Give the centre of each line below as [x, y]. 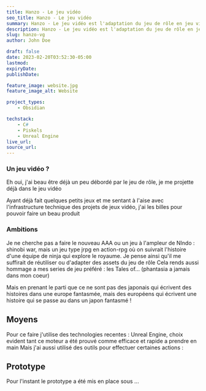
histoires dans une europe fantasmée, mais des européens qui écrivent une [102, 294]
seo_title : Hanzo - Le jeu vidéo [49, 18]
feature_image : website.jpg [42, 85]
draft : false [23, 52]
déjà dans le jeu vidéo [34, 189]
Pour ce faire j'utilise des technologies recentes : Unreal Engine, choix [95, 334]
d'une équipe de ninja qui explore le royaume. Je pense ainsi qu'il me [94, 256]
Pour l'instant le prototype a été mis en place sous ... [73, 381]
